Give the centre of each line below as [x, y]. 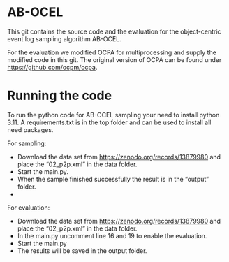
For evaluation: [29, 208]
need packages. [30, 129]
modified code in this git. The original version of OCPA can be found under [114, 59]
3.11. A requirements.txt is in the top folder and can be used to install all [109, 122]
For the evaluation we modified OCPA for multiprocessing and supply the [112, 52]
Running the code [60, 96]
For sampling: [27, 143]
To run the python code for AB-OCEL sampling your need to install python [113, 115]
